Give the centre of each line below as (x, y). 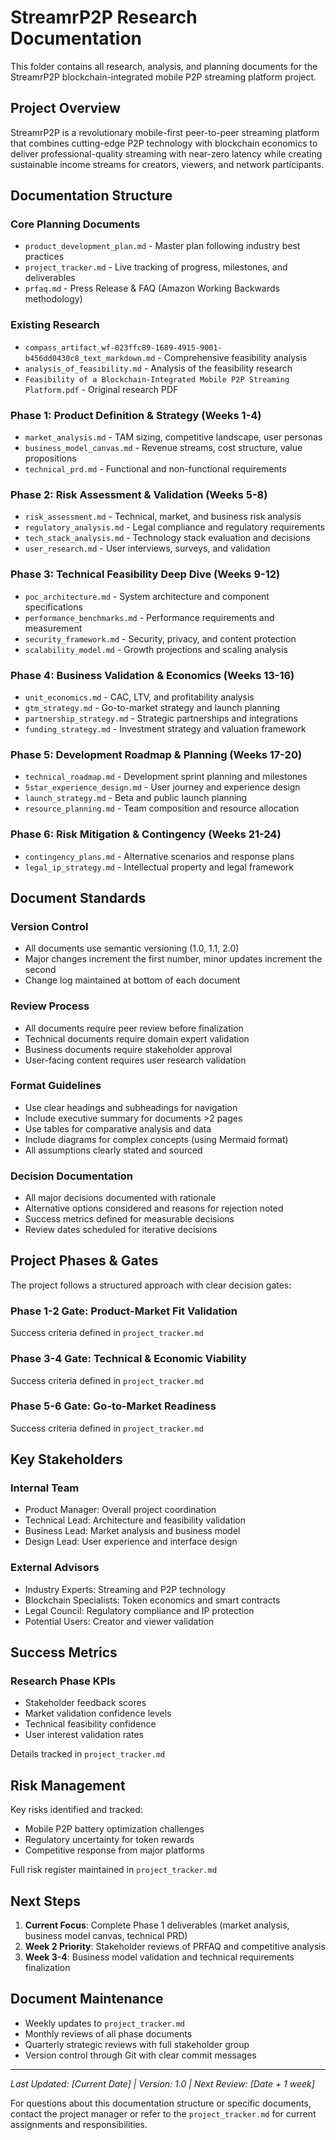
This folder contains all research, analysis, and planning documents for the (164, 66)
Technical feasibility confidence (90, 1724)
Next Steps (45, 1901)
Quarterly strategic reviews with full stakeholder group (137, 2044)
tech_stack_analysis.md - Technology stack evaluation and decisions (167, 538)
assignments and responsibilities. (79, 2124)
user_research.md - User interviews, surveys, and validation (147, 548)
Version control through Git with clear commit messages (140, 2055)
